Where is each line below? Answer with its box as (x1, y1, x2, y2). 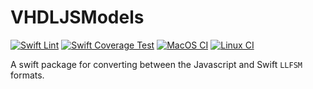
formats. (10, 69, 45, 81)
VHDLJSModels (10, 6, 145, 29)
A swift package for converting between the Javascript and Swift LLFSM (10, 58, 303, 70)
